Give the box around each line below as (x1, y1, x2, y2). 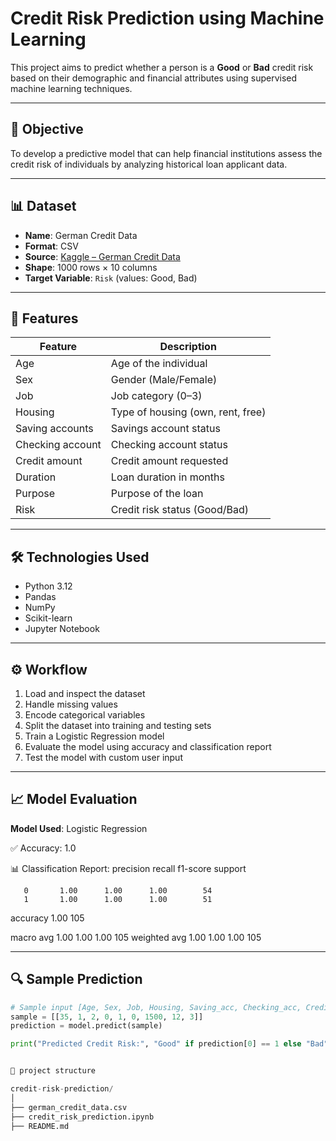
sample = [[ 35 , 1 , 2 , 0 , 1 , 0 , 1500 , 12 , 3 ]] (10, 1012, 204, 1022)
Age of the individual (110, 357, 208, 371)
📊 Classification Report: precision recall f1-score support (10, 862, 247, 874)
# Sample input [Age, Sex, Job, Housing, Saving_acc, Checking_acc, (10, 1002, 302, 1012)
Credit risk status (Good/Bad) (110, 503, 250, 517)
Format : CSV (24, 240, 79, 252)
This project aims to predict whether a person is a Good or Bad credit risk (10, 61, 314, 73)
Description (159, 340, 217, 354)
